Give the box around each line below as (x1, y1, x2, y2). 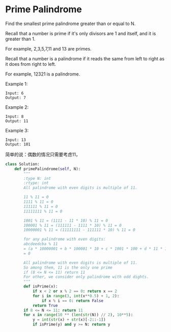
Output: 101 (5, 141, 31, 147)
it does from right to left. (5, 61, 56, 67)
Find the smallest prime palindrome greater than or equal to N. (5, 20, 136, 27)
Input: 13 (5, 137, 26, 143)
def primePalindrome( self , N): (14, 166, 81, 172)
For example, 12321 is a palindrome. (5, 70, 80, 77)
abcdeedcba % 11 (23, 242, 58, 247)
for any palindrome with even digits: (23, 236, 106, 242)
